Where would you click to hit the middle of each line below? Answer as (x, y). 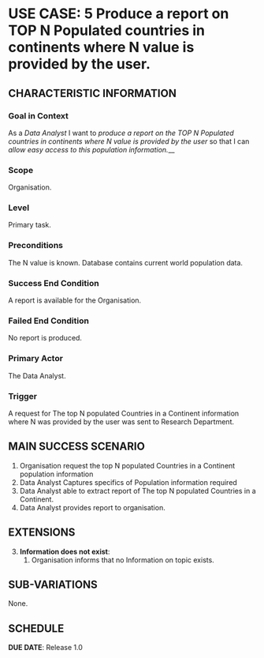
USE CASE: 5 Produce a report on (119, 14)
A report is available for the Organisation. (75, 300)
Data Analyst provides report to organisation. (92, 507)
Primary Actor (35, 359)
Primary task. (30, 225)
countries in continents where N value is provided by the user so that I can (129, 141)
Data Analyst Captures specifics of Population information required (128, 482)
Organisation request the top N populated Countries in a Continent (127, 465)
